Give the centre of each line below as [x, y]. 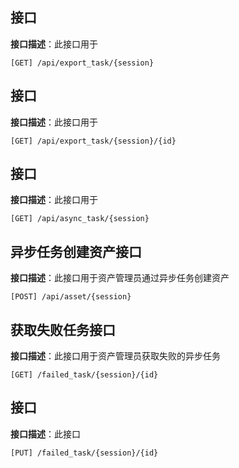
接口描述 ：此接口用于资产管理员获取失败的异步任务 [115, 356]
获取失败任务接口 [63, 329]
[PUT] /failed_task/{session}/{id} [84, 453]
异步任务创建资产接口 [76, 251]
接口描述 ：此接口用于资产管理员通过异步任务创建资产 [120, 278]
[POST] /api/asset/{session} [71, 297]
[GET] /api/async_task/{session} [80, 219]
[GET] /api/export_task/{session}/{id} [93, 141]
